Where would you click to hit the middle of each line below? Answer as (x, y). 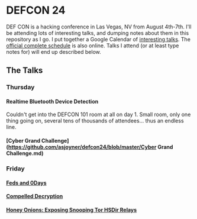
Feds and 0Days (26, 183)
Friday (15, 168)
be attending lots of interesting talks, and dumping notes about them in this (98, 33)
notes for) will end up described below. (54, 51)
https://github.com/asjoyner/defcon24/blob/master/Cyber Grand (91, 147)
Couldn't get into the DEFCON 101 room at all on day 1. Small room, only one (98, 115)
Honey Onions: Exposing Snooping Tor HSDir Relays (72, 210)
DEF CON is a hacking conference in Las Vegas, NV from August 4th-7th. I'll (99, 27)
